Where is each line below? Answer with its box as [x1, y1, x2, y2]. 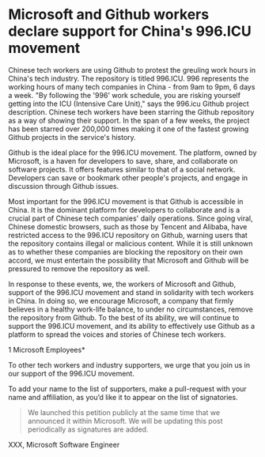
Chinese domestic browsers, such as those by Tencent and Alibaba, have [8, 221, 248, 231]
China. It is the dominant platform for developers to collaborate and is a [8, 205, 240, 214]
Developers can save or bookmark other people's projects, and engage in [8, 172, 248, 183]
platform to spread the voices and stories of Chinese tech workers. [8, 330, 226, 339]
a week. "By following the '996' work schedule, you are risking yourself [8, 90, 241, 100]
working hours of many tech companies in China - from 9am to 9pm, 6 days [8, 81, 256, 92]
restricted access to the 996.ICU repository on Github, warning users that [8, 230, 248, 240]
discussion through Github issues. [8, 181, 119, 191]
